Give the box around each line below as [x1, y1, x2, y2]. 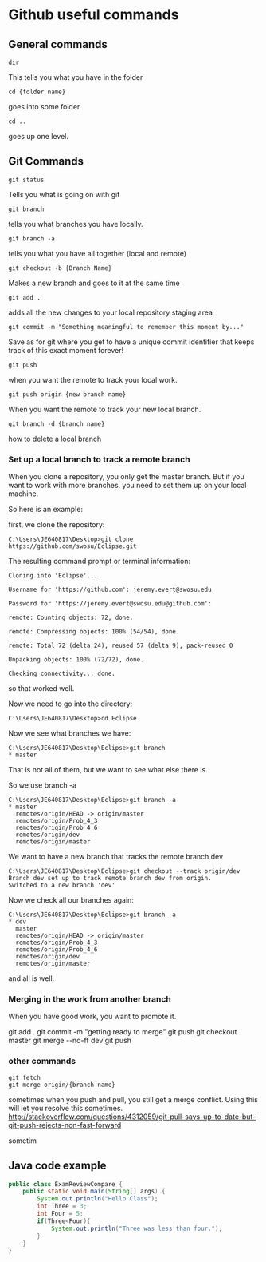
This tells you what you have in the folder [8, 73, 143, 81]
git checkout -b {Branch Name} [8, 264, 112, 272]
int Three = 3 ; [37, 1202, 88, 1211]
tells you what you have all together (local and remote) [8, 248, 187, 258]
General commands [8, 38, 108, 51]
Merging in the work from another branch [8, 994, 171, 1005]
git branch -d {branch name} [8, 419, 105, 428]
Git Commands [8, 154, 84, 169]
